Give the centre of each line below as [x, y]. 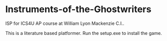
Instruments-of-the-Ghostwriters [78, 9]
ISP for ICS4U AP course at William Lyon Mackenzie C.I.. [65, 23]
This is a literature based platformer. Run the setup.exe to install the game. [84, 33]
